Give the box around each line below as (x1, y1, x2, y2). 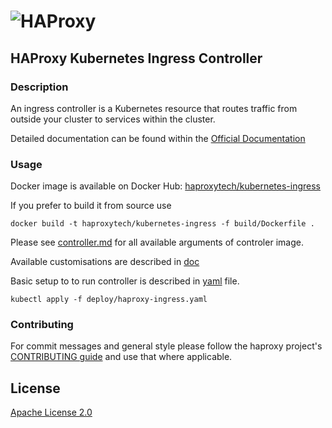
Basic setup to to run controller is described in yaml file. (10, 275, 240, 287)
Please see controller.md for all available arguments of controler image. (10, 236, 304, 249)
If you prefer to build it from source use (10, 200, 172, 212)
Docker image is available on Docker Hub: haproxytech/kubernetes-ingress (10, 180, 322, 192)
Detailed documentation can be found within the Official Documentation (10, 132, 306, 144)
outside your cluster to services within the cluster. (10, 113, 216, 125)
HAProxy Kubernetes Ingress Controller (10, 50, 263, 67)
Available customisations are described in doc (10, 256, 200, 268)
